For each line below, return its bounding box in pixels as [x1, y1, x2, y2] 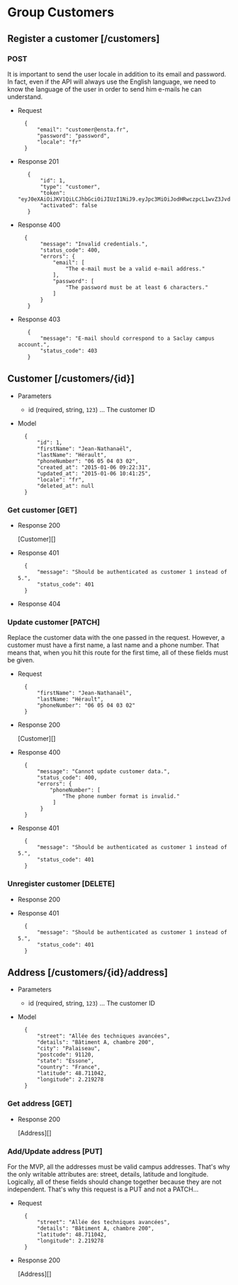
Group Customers [7, 4, 115, 21]
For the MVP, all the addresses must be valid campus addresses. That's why [7, 1162, 230, 1171]
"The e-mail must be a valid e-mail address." [65, 265, 205, 272]
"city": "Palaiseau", [36, 1045, 101, 1052]
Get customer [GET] [7, 505, 78, 515]
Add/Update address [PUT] [7, 1146, 103, 1156]
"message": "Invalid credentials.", [40, 240, 149, 247]
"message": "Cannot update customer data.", [36, 768, 171, 775]
